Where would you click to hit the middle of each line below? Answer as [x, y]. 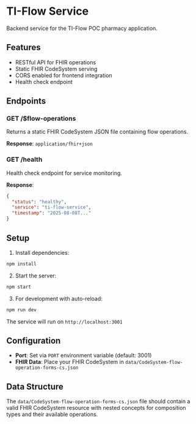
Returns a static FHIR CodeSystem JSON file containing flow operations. [97, 132]
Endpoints [26, 101]
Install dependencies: [42, 252]
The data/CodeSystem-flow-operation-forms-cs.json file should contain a [98, 401]
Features [24, 47]
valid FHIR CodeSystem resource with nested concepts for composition [96, 408]
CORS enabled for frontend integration [64, 75]
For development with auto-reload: [59, 298]
